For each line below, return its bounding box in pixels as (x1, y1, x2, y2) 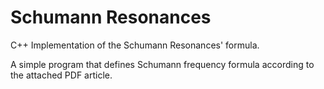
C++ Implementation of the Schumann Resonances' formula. (10, 39, 260, 51)
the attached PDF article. (10, 69, 113, 81)
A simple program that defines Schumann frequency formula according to (10, 58, 315, 70)
